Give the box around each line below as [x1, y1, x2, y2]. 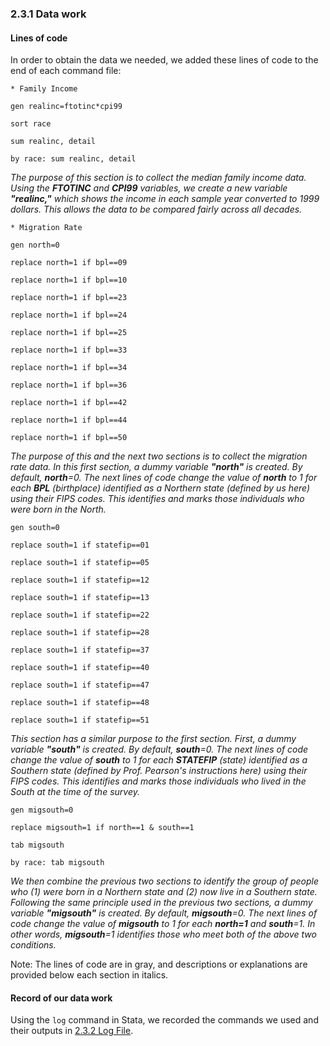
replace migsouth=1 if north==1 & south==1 [10, 823, 195, 833]
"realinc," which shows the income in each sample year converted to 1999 [10, 193, 320, 205]
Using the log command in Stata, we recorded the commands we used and [10, 1014, 319, 1026]
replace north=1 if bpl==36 [10, 380, 128, 391]
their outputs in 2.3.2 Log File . [10, 1025, 134, 1037]
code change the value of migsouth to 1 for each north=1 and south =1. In [10, 918, 316, 930]
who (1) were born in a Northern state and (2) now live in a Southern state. [10, 886, 318, 898]
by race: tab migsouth [10, 858, 105, 868]
